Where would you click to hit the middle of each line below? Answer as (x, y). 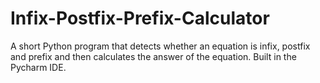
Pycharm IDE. (38, 67)
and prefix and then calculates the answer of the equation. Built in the (153, 56)
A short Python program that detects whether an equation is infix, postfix (160, 46)
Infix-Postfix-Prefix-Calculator (140, 18)
